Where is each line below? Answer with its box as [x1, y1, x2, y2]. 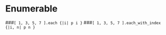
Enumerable [5, 3, 58, 14]
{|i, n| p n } [5, 24, 36, 30]
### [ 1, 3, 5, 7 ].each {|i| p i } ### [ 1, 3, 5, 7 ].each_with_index [5, 19, 161, 25]
